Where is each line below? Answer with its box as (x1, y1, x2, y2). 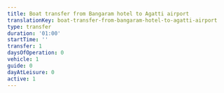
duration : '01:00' (7, 29, 61, 37)
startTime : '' (7, 36, 49, 43)
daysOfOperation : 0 (7, 50, 64, 57)
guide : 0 (7, 62, 33, 69)
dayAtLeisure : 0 (7, 69, 55, 76)
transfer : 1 (7, 43, 42, 50)
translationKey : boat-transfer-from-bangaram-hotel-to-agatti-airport (7, 17, 218, 24)
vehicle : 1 (7, 56, 39, 63)
